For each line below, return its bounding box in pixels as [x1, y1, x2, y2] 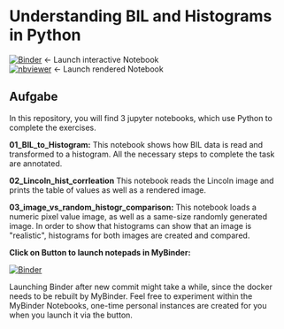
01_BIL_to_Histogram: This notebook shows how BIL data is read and [9, 139, 264, 149]
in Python [9, 25, 81, 45]
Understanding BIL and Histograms [9, 6, 272, 27]
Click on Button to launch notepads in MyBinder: [9, 247, 191, 257]
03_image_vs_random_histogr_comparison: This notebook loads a [9, 202, 257, 212]
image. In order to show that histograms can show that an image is [9, 220, 252, 231]
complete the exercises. [9, 122, 97, 133]
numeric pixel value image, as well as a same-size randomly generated [9, 210, 268, 222]
